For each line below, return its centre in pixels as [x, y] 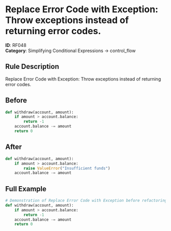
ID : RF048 [16, 45]
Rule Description [32, 67]
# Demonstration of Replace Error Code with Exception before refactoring [86, 201]
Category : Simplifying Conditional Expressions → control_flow [70, 50]
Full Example [26, 189]
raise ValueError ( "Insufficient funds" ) [67, 168]
